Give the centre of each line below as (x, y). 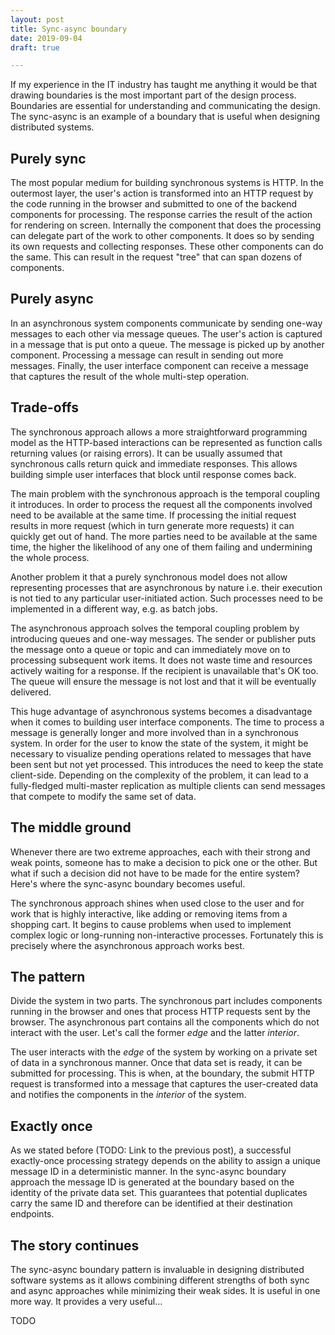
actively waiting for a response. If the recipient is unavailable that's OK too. (164, 670)
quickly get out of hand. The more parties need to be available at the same (164, 536)
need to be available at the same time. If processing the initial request (153, 515)
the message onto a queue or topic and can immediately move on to (150, 649)
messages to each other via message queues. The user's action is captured (166, 333)
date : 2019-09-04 (46, 38)
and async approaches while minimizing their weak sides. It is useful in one (165, 1290)
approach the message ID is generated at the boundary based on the (152, 1182)
